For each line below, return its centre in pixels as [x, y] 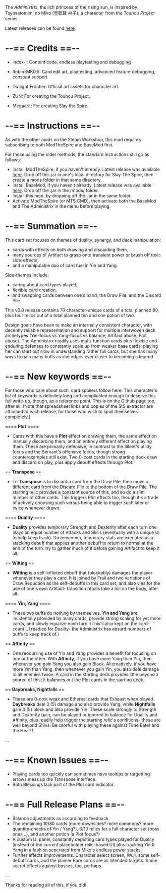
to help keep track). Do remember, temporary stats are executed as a [83, 537]
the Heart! [23, 730]
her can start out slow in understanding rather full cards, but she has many [81, 351]
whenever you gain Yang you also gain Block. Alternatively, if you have [84, 664]
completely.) [18, 417]
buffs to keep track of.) [36, 634]
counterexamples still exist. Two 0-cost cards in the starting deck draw [85, 457]
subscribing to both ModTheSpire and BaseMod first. [59, 145]
